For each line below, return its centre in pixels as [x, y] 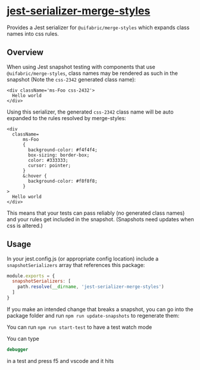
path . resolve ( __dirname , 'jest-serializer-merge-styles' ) [91, 287]
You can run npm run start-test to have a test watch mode [79, 327]
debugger [18, 349]
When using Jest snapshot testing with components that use [81, 67]
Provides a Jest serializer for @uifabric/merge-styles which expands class [98, 27]
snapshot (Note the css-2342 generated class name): [71, 79]
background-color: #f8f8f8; [63, 181]
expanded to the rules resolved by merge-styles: [67, 118]
